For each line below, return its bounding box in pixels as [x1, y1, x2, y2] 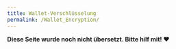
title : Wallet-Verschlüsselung [7, 10, 97, 17]
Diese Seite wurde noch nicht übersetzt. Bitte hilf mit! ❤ [7, 35, 170, 43]
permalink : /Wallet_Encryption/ [7, 16, 99, 23]
